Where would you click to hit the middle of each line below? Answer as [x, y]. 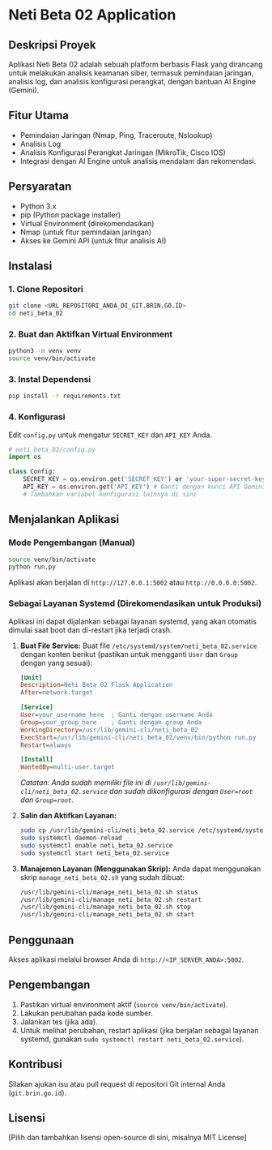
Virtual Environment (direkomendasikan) [87, 223]
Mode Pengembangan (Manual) [72, 543]
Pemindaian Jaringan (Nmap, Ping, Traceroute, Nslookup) [116, 135]
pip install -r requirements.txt [65, 396]
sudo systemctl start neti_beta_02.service [95, 853]
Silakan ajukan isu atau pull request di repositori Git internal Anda [117, 1083]
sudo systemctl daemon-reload [71, 838]
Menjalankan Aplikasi [64, 519]
